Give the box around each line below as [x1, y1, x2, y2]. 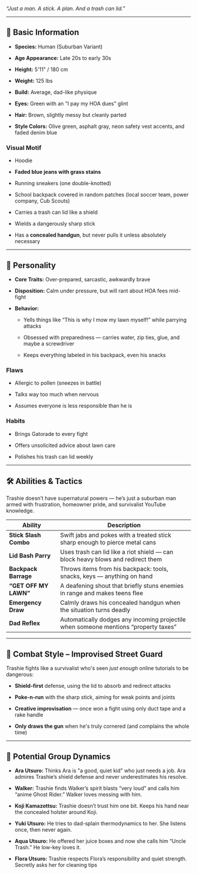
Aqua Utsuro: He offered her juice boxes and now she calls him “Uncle [14, 837, 186, 845]
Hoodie [14, 157, 33, 164]
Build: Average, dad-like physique [14, 88, 97, 96]
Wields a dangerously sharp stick [14, 220, 96, 227]
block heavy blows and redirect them [60, 555, 162, 563]
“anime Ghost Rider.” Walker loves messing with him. [14, 791, 142, 798]
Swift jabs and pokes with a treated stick [60, 531, 172, 539]
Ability [22, 521, 42, 529]
